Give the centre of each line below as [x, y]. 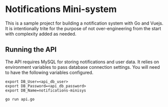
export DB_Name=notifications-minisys [46, 90]
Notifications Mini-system [61, 9]
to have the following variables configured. [49, 72]
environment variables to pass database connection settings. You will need [83, 67]
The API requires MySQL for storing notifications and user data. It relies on [82, 62]
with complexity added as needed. [41, 34]
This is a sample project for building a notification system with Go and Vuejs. [84, 23]
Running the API [31, 49]
